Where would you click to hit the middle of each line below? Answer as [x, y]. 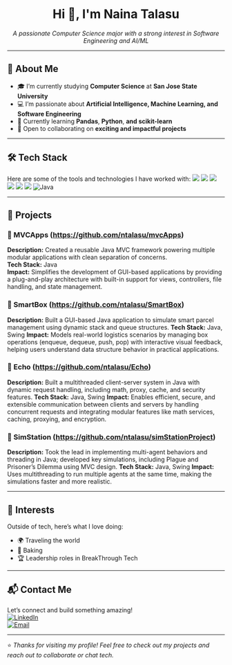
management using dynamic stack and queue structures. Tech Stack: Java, [115, 327]
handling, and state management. [55, 287]
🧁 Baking [30, 550]
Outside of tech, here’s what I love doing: [65, 526]
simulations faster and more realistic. [60, 481]
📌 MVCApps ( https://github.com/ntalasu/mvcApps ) [96, 235]
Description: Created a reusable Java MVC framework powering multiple [111, 250]
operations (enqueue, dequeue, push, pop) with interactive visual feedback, [115, 342]
